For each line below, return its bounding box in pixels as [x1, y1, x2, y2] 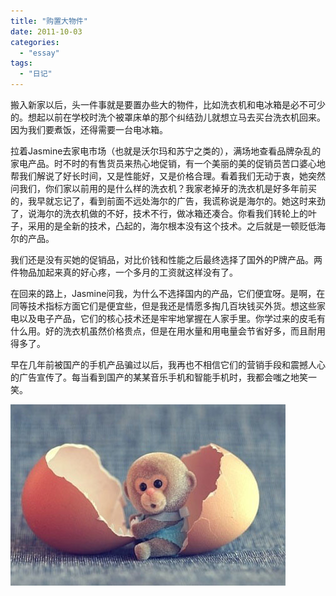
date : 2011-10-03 [10, 26, 83, 37]
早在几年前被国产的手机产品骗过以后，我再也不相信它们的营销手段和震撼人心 [10, 359, 326, 370]
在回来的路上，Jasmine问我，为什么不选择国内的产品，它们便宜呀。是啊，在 [10, 288, 326, 299]
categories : [10, 37, 60, 47]
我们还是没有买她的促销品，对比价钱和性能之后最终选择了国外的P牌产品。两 [10, 254, 323, 265]
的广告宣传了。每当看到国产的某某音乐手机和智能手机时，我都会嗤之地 [10, 371, 300, 383]
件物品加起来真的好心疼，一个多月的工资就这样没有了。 [10, 266, 238, 278]
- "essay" [19, 48, 60, 58]
